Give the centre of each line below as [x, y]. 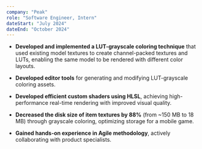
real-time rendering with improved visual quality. [111, 103]
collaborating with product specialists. [63, 140]
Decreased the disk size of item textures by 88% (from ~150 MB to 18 [104, 115]
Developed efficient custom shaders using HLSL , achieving [92, 96]
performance [32, 103]
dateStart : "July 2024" [37, 23]
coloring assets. [36, 85]
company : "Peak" [27, 12]
